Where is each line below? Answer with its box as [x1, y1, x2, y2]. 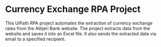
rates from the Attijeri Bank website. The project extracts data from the [5, 25, 151, 31]
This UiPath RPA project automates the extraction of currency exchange [5, 20, 153, 26]
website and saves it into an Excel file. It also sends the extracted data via [5, 30, 157, 36]
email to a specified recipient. [5, 36, 66, 42]
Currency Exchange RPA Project [5, 3, 141, 15]
